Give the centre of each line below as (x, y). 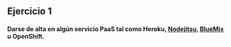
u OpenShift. (26, 36)
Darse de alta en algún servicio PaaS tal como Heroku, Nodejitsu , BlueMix (115, 29)
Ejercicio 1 (30, 11)
